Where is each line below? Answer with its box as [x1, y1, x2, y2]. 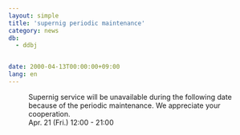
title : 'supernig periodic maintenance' [8, 19, 146, 27]
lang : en [8, 70, 38, 78]
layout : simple [8, 11, 59, 20]
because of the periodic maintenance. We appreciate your [28, 101, 221, 110]
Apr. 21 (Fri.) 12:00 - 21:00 [28, 117, 114, 127]
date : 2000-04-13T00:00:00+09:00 [8, 63, 120, 71]
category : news [8, 26, 59, 34]
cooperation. [28, 109, 71, 118]
